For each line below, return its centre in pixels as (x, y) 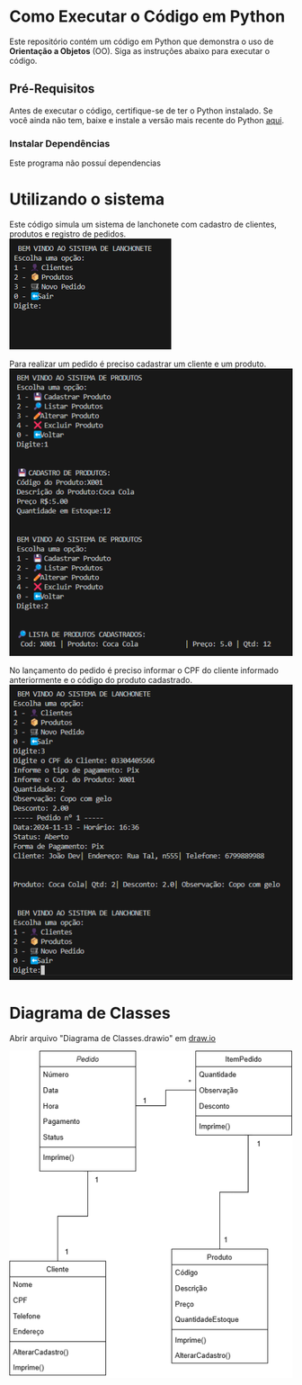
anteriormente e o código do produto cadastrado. (101, 679)
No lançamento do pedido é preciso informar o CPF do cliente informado (144, 670)
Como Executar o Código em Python (147, 17)
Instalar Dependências (60, 143)
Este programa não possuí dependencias (85, 163)
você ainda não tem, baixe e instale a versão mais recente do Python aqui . (147, 120)
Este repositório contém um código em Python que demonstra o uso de (142, 41)
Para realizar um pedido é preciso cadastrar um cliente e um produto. (138, 364)
